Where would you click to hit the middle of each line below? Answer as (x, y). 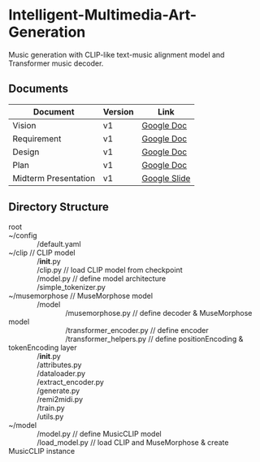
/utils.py (50, 417)
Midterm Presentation (54, 178)
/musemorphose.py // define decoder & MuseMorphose (159, 313)
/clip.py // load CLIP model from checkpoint (110, 270)
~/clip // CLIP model (42, 253)
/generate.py (58, 391)
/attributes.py (59, 365)
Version (118, 111)
